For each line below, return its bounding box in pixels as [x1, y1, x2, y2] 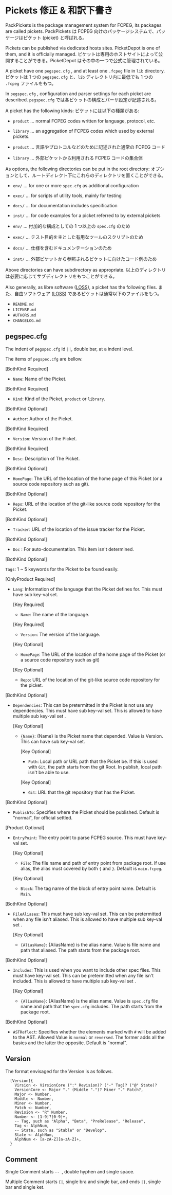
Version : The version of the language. [20, 631, 101, 637]
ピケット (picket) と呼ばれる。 [23, 34, 87, 41]
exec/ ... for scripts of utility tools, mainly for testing [12, 192, 122, 199]
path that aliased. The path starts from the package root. [20, 947, 140, 953]
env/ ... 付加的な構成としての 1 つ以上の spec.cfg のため [12, 223, 130, 229]
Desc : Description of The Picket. [12, 455, 80, 461]
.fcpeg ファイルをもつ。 [5, 80, 56, 86]
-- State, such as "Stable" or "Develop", [14, 1128, 107, 1133]
